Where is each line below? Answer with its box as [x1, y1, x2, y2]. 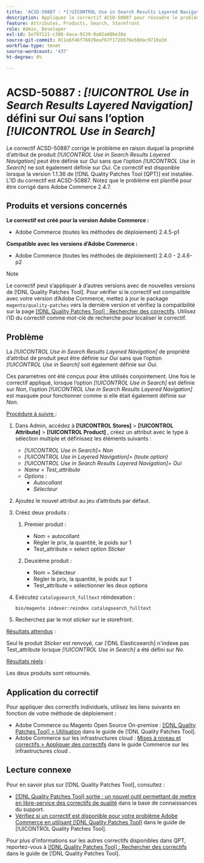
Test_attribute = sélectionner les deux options [33, 582, 148, 589]
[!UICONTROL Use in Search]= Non [24, 447, 114, 454]
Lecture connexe [6, 765, 72, 775]
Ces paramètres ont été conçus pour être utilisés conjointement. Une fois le [6, 373, 195, 380]
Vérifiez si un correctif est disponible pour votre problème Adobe [15, 812, 178, 819]
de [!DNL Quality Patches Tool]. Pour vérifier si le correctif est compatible [6, 288, 190, 296]
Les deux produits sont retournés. [6, 669, 91, 677]
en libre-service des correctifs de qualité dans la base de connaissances [15, 799, 197, 807]
